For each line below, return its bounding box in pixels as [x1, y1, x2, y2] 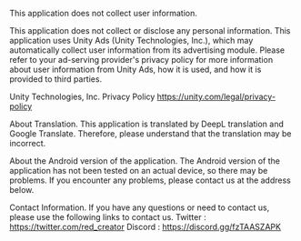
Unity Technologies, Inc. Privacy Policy [9, 91, 156, 102]
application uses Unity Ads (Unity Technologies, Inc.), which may [9, 35, 254, 45]
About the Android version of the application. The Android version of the [9, 156, 280, 166]
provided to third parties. [9, 74, 103, 85]
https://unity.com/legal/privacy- [156, 91, 276, 102]
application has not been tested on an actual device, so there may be [9, 166, 268, 176]
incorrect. [9, 138, 46, 148]
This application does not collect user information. [9, 8, 198, 18]
